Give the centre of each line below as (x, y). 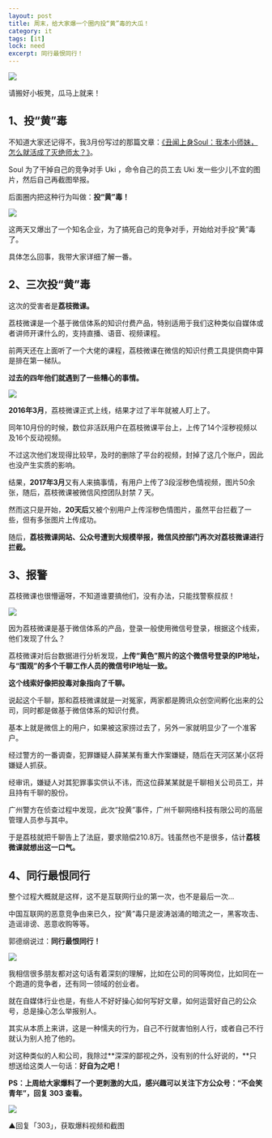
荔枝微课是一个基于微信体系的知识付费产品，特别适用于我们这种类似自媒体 (132, 323)
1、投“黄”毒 (38, 121)
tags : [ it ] (27, 39)
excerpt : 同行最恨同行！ (46, 54)
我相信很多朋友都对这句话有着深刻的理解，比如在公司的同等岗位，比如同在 (132, 973)
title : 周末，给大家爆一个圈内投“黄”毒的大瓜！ (79, 24)
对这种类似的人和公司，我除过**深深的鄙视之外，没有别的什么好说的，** (129, 1056)
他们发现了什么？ (37, 638)
